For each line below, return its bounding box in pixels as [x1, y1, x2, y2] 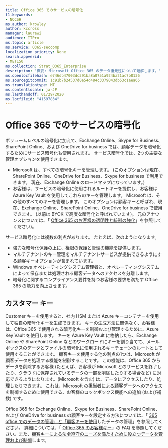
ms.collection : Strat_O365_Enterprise [5, 63, 86, 69]
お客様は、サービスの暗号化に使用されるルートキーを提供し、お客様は [12, 186, 158, 192]
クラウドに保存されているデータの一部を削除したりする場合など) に [18, 370, 157, 376]
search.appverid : [5, 54, 42, 59]
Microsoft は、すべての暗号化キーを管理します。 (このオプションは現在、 [12, 167, 163, 173]
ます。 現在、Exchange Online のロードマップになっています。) [17, 179, 145, 185]
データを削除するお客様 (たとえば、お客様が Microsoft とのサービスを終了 [5, 364, 158, 369]
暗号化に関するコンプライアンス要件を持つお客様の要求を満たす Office [12, 277, 158, 283]
